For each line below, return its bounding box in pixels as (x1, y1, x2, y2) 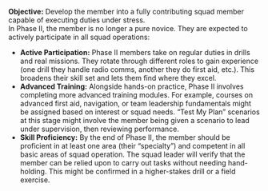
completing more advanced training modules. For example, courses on (19, 90, 254, 99)
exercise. (19, 175, 50, 185)
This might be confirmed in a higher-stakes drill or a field (48, 167, 236, 176)
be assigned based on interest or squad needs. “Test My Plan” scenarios (19, 107, 260, 117)
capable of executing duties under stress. (8, 15, 146, 25)
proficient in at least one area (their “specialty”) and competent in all (19, 141, 246, 150)
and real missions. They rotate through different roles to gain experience (19, 56, 258, 66)
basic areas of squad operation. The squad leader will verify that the (19, 149, 246, 159)
